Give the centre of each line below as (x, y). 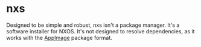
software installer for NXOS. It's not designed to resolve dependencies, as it (101, 31)
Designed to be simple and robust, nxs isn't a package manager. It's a (93, 25)
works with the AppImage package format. (59, 37)
